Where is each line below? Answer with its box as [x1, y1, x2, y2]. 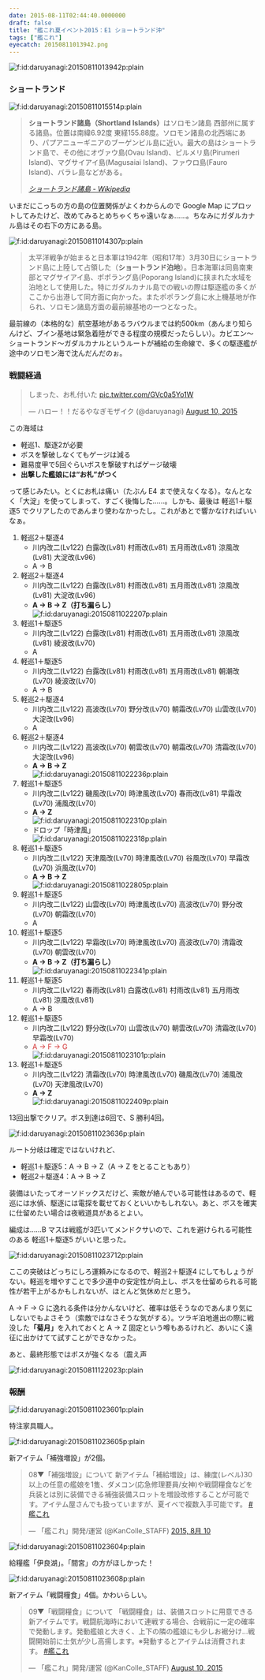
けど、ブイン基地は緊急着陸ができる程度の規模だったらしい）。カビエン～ [15, 329, 255, 338]
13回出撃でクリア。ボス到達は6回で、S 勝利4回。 [9, 1113, 169, 1122]
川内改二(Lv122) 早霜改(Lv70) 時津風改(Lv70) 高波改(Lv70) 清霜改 [32, 937, 243, 946]
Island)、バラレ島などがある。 [28, 167, 127, 177]
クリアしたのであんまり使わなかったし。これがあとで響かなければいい [28, 506, 257, 515]
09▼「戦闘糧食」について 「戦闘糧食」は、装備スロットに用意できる [28, 1607, 253, 1617]
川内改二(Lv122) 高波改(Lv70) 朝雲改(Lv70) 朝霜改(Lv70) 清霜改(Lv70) [32, 742, 257, 752]
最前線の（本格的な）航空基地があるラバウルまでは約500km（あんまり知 [9, 319, 246, 328]
